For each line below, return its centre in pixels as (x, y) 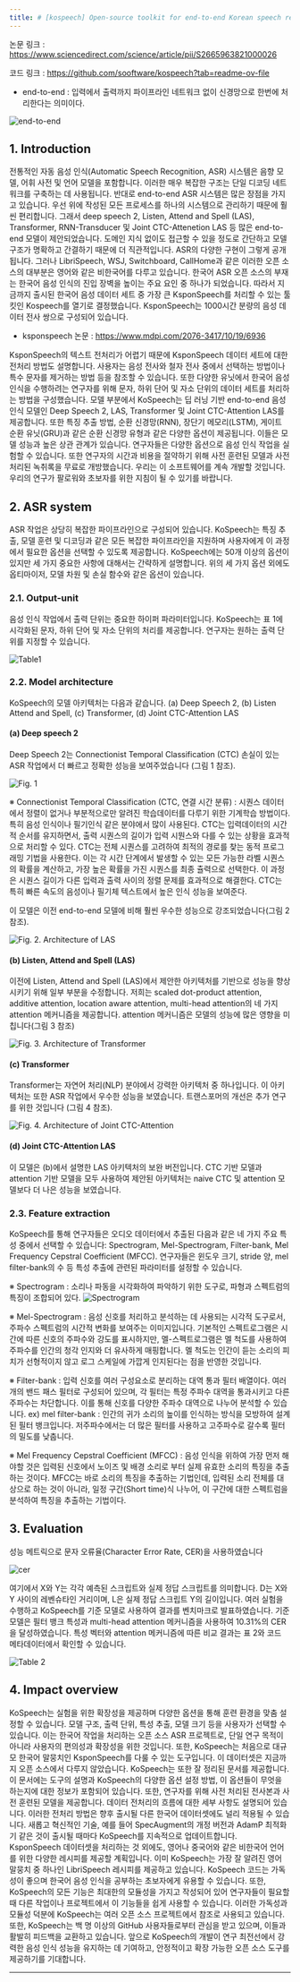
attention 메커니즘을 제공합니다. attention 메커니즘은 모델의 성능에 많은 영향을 (145, 1015)
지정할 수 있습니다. (58, 641)
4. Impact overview (64, 1690)
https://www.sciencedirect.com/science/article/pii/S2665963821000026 (143, 54)
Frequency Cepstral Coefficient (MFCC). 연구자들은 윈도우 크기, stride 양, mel (149, 1256)
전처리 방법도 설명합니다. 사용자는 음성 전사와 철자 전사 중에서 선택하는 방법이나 (147, 366)
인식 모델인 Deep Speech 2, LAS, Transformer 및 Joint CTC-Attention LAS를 (147, 411)
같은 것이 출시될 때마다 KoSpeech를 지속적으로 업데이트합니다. (128, 1835)
